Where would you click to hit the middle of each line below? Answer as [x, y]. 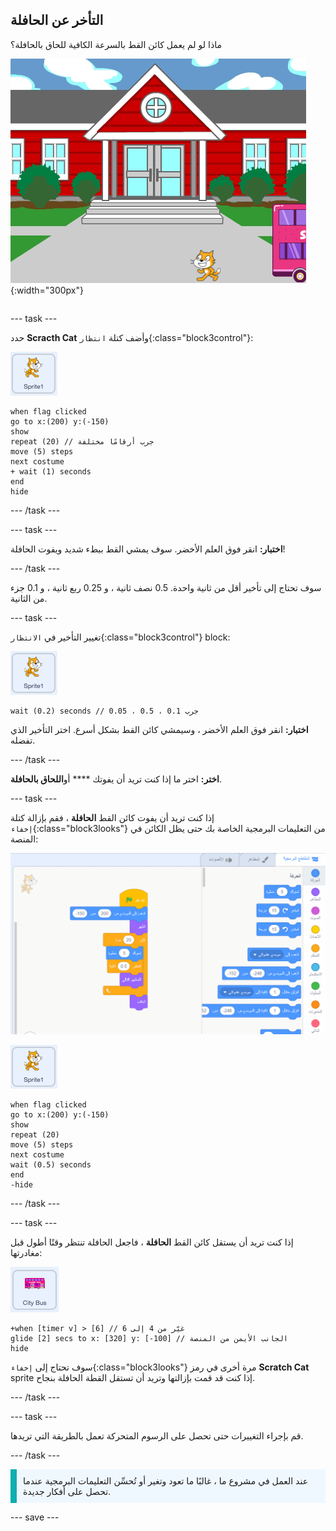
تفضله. [23, 740]
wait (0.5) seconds [51, 1165]
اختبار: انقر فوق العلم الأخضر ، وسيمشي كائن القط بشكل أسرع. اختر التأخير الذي [159, 729]
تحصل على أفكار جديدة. [67, 1492]
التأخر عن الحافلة [57, 20]
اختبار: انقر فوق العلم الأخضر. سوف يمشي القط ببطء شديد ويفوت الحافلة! [148, 549]
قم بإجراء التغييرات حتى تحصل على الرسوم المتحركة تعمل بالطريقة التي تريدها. [157, 1436]
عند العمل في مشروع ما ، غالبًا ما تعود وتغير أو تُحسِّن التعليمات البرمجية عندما [166, 1481]
